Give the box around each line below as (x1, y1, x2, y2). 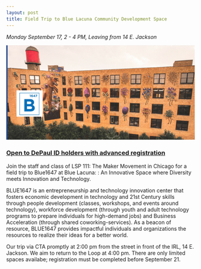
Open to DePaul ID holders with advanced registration (6, 149, 166, 157)
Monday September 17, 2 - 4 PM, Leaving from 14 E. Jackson (6, 33, 157, 40)
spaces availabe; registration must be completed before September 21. (6, 255, 181, 263)
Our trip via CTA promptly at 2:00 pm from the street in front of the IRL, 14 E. (6, 243, 194, 250)
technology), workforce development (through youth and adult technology (6, 205, 190, 213)
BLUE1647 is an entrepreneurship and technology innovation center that (6, 186, 184, 194)
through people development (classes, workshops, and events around (6, 200, 179, 207)
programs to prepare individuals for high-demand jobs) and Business (6, 212, 176, 219)
